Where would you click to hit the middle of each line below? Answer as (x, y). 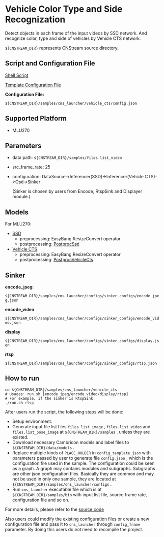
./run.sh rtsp (20, 403)
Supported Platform (36, 118)
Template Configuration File (33, 85)
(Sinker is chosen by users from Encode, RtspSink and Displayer (77, 191)
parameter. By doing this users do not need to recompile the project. (74, 529)
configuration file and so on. (41, 500)
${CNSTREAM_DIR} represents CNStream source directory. (62, 48)
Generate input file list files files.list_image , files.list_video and (81, 426)
